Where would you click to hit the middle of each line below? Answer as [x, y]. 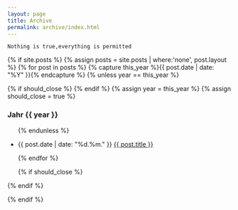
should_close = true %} [42, 96]
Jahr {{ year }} [33, 115]
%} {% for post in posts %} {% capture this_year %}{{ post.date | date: [111, 68]
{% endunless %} [43, 130]
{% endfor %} [38, 158]
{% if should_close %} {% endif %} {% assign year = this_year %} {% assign [119, 89]
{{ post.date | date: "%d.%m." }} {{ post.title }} [86, 144]
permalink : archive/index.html [54, 27]
